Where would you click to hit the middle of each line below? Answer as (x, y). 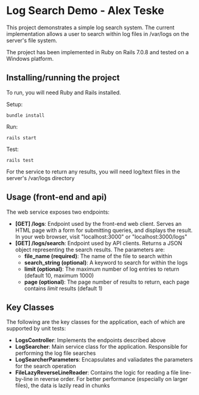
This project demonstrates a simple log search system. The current (90, 27)
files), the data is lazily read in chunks (62, 386)
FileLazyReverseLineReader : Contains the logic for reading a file (97, 372)
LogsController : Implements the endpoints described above (90, 340)
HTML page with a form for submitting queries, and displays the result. (104, 230)
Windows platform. (30, 58)
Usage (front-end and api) (57, 197)
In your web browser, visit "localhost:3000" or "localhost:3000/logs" (101, 236)
